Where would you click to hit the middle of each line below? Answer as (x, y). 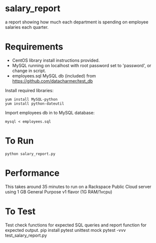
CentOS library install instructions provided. (56, 60)
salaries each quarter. (27, 27)
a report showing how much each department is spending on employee (77, 22)
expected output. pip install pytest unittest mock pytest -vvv (65, 230)
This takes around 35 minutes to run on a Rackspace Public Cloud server (78, 187)
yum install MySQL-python (31, 99)
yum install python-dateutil (35, 103)
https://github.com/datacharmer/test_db (52, 81)
